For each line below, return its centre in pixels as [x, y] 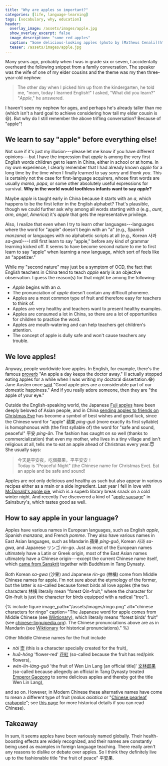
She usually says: [23, 450]
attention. [22, 330]
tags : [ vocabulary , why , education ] [43, 19]
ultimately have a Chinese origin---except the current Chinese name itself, [82, 559]
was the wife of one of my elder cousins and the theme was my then [76, 72]
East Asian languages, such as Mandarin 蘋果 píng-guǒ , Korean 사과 [75, 541]
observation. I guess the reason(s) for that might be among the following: [80, 278]
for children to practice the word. [46, 319]
